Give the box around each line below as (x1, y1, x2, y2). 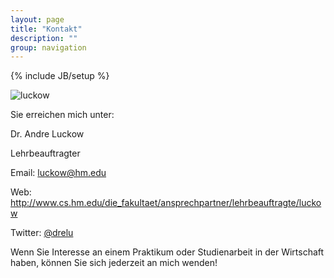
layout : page (10, 14, 65, 25)
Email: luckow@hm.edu (10, 167, 107, 179)
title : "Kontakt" (10, 24, 83, 34)
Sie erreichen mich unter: (10, 109, 115, 121)
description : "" (10, 33, 78, 43)
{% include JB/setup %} (10, 70, 110, 82)
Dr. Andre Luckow (10, 128, 85, 140)
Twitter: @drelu (10, 227, 74, 239)
